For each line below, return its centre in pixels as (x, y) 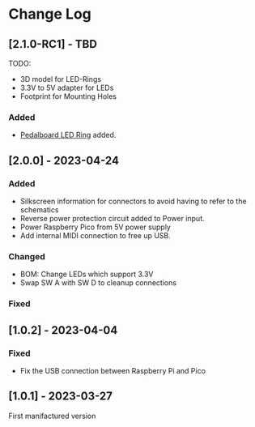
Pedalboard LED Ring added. (68, 135)
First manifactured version (52, 416)
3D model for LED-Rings (61, 79)
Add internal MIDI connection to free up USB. (96, 235)
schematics (39, 209)
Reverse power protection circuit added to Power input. (112, 218)
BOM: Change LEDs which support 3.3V (87, 274)
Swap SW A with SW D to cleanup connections (98, 283)
